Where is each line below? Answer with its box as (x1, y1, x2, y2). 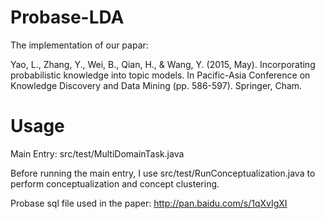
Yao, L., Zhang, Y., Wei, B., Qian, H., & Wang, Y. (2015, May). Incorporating (10, 58, 316, 70)
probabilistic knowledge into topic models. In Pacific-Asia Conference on (10, 69, 311, 81)
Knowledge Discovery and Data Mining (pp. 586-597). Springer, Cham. (10, 79, 303, 91)
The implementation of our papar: (10, 39, 149, 51)
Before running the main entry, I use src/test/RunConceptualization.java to (10, 167, 316, 179)
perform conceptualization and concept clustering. (10, 177, 220, 190)
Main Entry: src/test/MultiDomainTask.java (10, 147, 185, 160)
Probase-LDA (10, 6, 125, 29)
